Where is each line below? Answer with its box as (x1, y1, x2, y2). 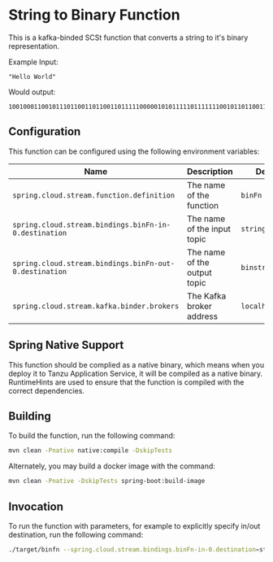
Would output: (8, 87, 56, 97)
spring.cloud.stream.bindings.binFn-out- (12, 259, 175, 268)
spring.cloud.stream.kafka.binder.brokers (12, 301, 180, 311)
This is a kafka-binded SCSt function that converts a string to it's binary (8, 33, 249, 42)
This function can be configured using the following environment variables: (8, 146, 260, 156)
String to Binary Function (8, 6, 180, 24)
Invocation (8, 499, 63, 513)
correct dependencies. (8, 386, 85, 395)
